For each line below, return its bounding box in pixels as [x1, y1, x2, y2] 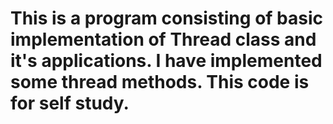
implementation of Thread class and [10, 28, 317, 51]
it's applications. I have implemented [10, 50, 323, 72]
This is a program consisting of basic [10, 7, 323, 30]
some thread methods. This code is [10, 71, 310, 94]
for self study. [10, 92, 130, 115]
